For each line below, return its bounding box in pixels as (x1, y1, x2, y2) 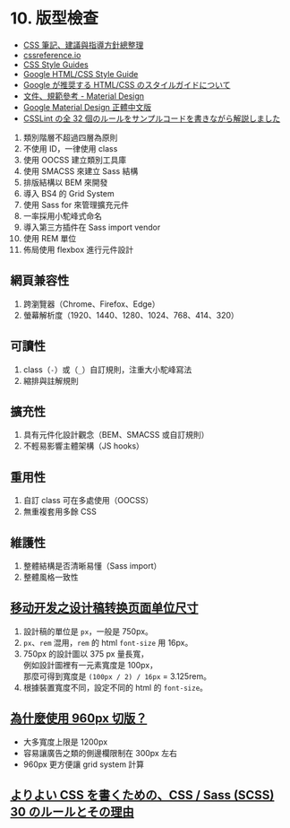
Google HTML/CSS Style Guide (22, 68, 139, 79)
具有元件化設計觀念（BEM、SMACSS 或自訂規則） (22, 430, 209, 440)
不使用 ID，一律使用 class (22, 143, 118, 153)
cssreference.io (22, 49, 81, 60)
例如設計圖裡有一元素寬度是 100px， (22, 659, 158, 670)
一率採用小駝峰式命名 (22, 210, 102, 221)
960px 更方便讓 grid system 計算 (22, 759, 145, 770)
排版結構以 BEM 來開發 (22, 177, 108, 187)
